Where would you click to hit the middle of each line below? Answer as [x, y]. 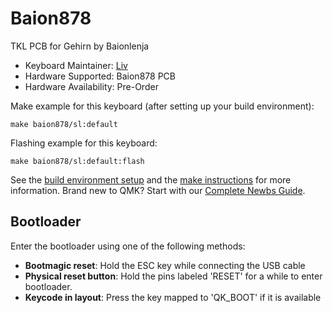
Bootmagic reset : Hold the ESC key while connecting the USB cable [165, 265]
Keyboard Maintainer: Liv [76, 65]
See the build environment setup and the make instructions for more [151, 179]
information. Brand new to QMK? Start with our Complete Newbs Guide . [158, 190]
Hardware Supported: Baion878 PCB [100, 76]
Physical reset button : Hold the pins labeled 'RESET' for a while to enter [173, 276]
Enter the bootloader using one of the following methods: [128, 246]
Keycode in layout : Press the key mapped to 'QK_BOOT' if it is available [173, 297]
